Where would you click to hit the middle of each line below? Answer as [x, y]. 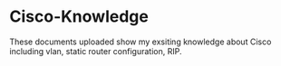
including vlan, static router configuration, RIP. [96, 51]
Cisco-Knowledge [79, 17]
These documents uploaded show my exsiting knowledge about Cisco [140, 42]
